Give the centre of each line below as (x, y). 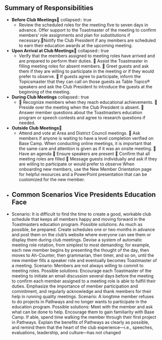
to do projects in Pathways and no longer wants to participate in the (79, 301)
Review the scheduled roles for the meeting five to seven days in (83, 25)
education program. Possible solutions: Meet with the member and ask (82, 307)
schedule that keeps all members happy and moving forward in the (78, 219)
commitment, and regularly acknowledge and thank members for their (81, 291)
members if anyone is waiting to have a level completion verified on (86, 138)
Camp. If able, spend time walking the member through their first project (84, 317)
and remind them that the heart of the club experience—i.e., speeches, (82, 327)
